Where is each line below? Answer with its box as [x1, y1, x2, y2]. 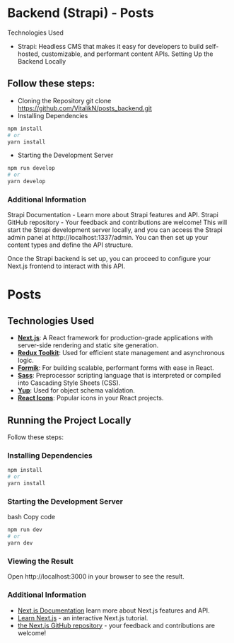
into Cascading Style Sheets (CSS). [17, 378, 121, 387]
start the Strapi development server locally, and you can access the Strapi [7, 226, 223, 234]
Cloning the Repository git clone [17, 96, 112, 105]
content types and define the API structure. [7, 241, 134, 249]
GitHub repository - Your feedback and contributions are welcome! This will [7, 218, 228, 227]
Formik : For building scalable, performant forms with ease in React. [17, 364, 214, 372]
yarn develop [7, 178, 46, 185]
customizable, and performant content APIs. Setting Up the [41, 50, 213, 58]
